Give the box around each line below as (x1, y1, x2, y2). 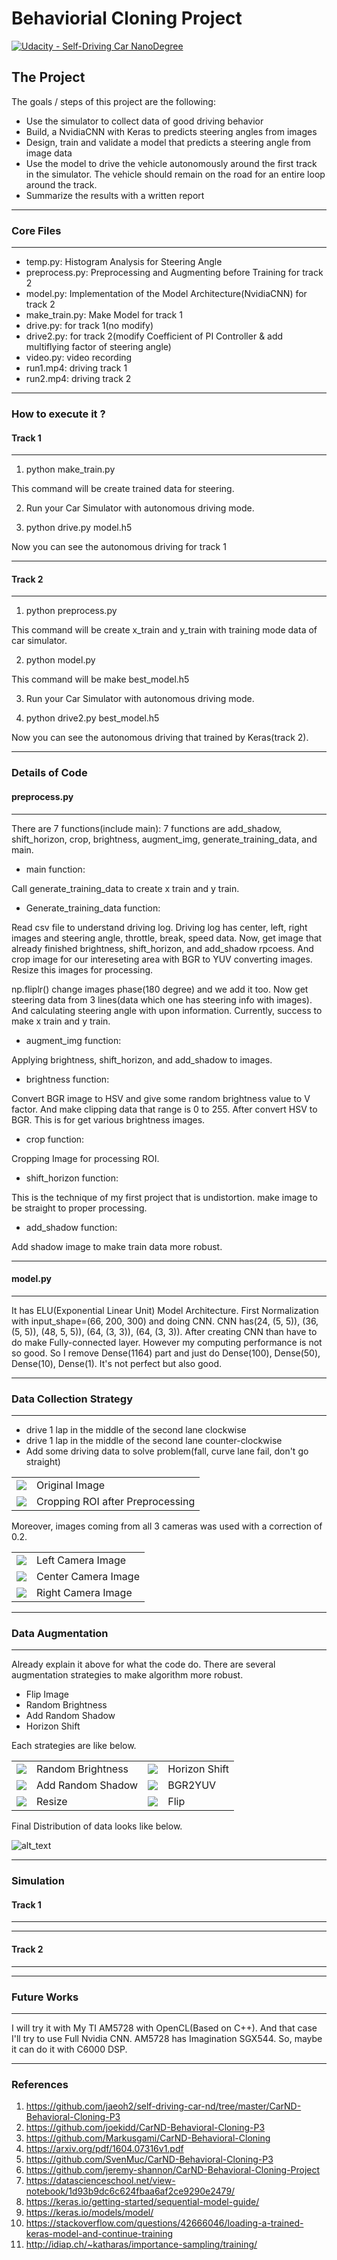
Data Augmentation (11, 1626, 109, 1640)
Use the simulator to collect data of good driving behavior (25, 115, 264, 127)
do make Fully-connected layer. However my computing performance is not (11, 1336, 323, 1348)
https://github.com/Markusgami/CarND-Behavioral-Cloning (25, 2132, 271, 2144)
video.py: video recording (25, 352, 133, 364)
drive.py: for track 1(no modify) (25, 320, 154, 332)
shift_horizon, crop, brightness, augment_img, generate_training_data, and (11, 833, 318, 845)
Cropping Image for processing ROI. (11, 1152, 160, 1164)
